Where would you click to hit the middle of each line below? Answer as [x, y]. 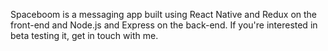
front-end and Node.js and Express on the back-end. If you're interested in [164, 25]
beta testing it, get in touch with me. [84, 35]
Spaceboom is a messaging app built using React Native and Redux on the [163, 14]
